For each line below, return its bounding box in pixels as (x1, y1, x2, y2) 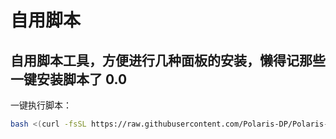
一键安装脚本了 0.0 (10, 71, 128, 88)
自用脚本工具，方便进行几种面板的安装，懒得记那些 (10, 52, 326, 69)
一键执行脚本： (10, 99, 72, 111)
